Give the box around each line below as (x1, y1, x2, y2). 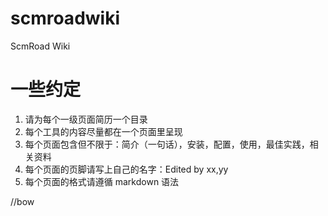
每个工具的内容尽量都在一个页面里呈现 (24, 125, 183, 137)
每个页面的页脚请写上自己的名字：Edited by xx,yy (24, 163, 229, 175)
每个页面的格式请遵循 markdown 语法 (24, 175, 180, 187)
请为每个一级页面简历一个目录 (24, 113, 148, 125)
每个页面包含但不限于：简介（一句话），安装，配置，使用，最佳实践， (24, 138, 310, 150)
